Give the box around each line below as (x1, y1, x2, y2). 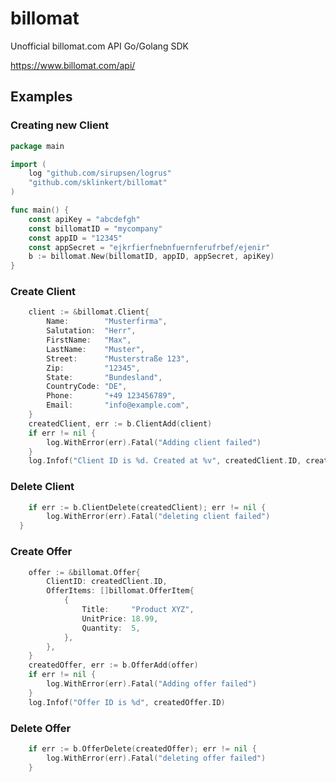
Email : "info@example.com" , (46, 400, 190, 411)
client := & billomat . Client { (28, 307, 150, 317)
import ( (10, 159, 47, 169)
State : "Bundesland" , (46, 372, 163, 382)
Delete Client (10, 480, 75, 494)
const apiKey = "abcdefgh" (28, 214, 141, 224)
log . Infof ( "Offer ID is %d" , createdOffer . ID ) (28, 697, 226, 707)
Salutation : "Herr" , (46, 326, 137, 336)
